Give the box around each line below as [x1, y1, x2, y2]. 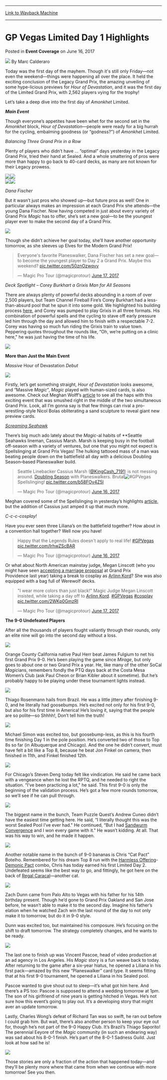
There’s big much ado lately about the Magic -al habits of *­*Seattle [5, 432, 143, 438]
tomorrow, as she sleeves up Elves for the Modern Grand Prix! [5, 242, 132, 248]
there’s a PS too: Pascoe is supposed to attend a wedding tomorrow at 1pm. [5, 988, 160, 994]
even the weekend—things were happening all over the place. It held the [5, 73, 153, 79]
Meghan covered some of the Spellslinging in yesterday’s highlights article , [5, 498, 159, 504]
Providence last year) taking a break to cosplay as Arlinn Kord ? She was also [5, 572, 162, 579]
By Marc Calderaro [11, 58, 50, 65]
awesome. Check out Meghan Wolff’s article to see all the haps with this [5, 392, 153, 398]
